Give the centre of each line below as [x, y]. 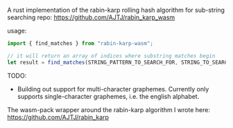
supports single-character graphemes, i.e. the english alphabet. [108, 96]
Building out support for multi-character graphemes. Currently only [113, 89]
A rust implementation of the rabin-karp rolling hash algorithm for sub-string [116, 10]
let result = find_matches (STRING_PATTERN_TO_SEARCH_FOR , [93, 62]
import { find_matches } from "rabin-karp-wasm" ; [80, 44]
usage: [17, 31]
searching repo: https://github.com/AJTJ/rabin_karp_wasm [91, 17]
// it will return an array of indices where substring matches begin [111, 56]
